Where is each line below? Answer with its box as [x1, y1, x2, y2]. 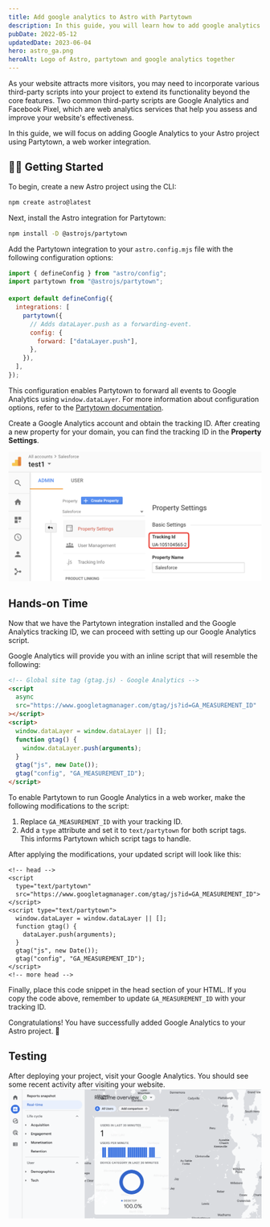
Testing [8, 1050, 47, 1063]
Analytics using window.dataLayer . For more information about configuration [8, 394, 260, 404]
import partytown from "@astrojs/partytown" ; [8, 278, 163, 286]
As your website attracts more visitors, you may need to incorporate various [8, 79, 260, 88]
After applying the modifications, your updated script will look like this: [8, 850, 242, 860]
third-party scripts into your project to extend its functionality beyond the [8, 87, 251, 97]
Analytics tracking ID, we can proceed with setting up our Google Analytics [8, 627, 256, 636]
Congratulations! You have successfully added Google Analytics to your [8, 1018, 247, 1027]
